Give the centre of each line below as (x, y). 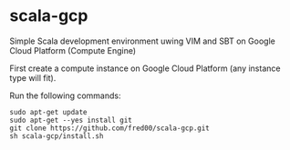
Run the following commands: (65, 95)
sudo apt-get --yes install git (71, 120)
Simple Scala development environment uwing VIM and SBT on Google (142, 41)
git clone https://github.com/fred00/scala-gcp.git (109, 128)
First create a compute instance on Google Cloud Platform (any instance (145, 68)
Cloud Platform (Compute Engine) (73, 50)
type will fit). (33, 77)
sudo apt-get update (49, 112)
